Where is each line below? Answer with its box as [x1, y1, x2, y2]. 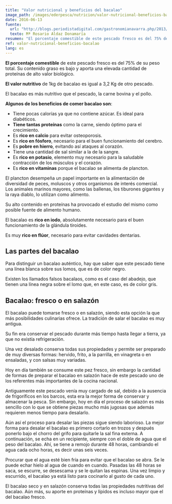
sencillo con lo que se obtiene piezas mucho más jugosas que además [5, 404, 155, 411]
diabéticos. [12, 116, 37, 122]
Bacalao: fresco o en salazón [5, 296, 99, 305]
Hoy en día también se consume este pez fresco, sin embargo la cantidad [5, 367, 161, 373]
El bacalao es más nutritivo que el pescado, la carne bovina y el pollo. [5, 90, 153, 96]
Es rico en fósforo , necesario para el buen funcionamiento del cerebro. [12, 138, 163, 144]
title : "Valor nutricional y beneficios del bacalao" [5, 7, 123, 13]
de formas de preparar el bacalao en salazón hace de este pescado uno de [5, 373, 164, 379]
